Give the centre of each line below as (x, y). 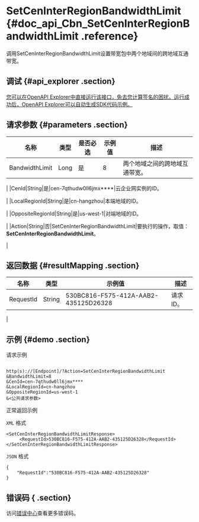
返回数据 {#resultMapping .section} (73, 265)
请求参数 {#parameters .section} (67, 125)
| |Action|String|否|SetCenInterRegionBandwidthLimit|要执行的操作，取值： (98, 226)
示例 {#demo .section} (48, 339)
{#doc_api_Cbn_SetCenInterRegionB (98, 23)
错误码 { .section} (39, 498)
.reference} (110, 36)
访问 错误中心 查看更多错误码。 (42, 513)
